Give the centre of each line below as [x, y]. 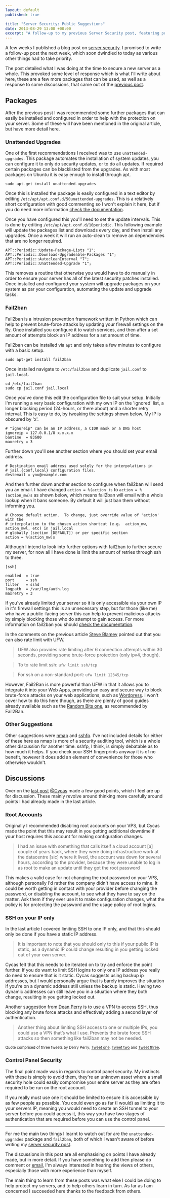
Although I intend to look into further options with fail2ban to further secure [84, 547]
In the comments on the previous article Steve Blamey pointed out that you [83, 634]
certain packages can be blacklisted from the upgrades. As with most [78, 169]
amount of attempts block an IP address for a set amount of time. [73, 335]
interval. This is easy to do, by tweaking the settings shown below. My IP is [83, 414]
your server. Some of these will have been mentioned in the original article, [83, 123]
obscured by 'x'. [22, 419]
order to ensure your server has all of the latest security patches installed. [82, 278]
